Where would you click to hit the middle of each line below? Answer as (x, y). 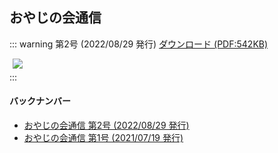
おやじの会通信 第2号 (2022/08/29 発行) (106, 125)
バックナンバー (40, 101)
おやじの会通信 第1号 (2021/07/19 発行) (103, 138)
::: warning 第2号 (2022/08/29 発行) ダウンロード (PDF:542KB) (139, 44)
